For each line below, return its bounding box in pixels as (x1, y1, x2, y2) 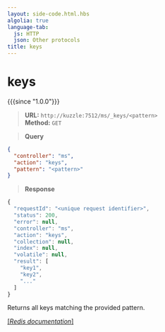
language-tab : (7, 23, 49, 30)
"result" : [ (13, 258, 49, 265)
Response (24, 185, 55, 193)
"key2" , (20, 270, 42, 278)
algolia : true (7, 17, 49, 24)
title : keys (7, 43, 42, 50)
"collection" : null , (13, 238, 74, 245)
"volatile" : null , (13, 251, 68, 258)
